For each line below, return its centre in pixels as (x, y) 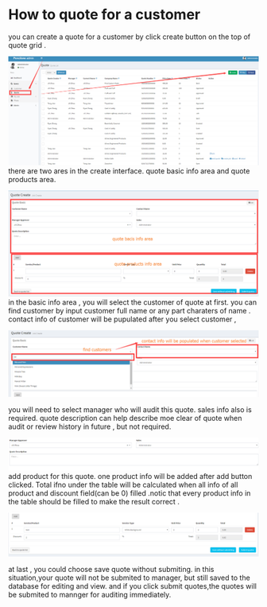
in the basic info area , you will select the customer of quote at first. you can (133, 302)
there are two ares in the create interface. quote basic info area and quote (129, 171)
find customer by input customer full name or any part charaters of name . (130, 310)
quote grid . (27, 45)
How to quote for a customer (104, 15)
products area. (32, 179)
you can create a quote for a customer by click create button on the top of (130, 37)
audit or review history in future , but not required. (90, 426)
